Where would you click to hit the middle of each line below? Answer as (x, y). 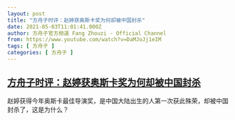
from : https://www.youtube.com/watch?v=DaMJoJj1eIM (84, 40)
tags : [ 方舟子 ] (31, 46)
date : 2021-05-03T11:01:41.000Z (54, 27)
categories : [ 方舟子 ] (40, 53)
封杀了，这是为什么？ (38, 110)
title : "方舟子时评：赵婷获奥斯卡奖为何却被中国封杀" (76, 20)
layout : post (26, 14)
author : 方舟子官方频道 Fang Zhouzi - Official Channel (87, 33)
